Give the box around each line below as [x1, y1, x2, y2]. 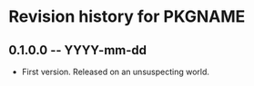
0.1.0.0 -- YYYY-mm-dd [8, 43, 147, 58]
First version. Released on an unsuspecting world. [21, 66, 210, 77]
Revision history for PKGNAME [8, 6, 246, 27]
